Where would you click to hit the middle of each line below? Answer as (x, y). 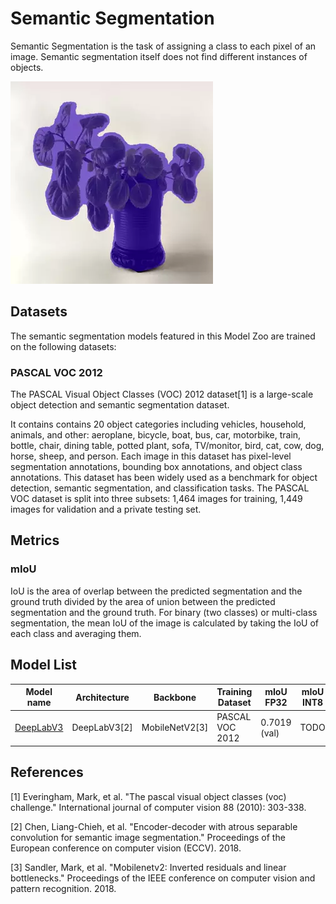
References (47, 772)
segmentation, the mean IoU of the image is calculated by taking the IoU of (165, 623)
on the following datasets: (63, 346)
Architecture (102, 697)
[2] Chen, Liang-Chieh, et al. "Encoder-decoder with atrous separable (154, 826)
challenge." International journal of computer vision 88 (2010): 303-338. (158, 807)
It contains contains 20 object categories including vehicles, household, (158, 424)
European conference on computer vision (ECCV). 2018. (126, 848)
